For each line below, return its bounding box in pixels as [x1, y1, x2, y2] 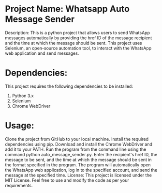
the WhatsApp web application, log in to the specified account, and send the [5, 167, 158, 173]
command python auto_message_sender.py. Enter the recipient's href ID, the [5, 151, 158, 157]
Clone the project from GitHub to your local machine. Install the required [5, 136, 149, 142]
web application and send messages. [5, 50, 79, 56]
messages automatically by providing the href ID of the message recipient [5, 35, 152, 41]
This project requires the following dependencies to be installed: [5, 83, 133, 89]
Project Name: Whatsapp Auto [5, 3, 130, 15]
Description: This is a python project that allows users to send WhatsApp [5, 30, 150, 35]
